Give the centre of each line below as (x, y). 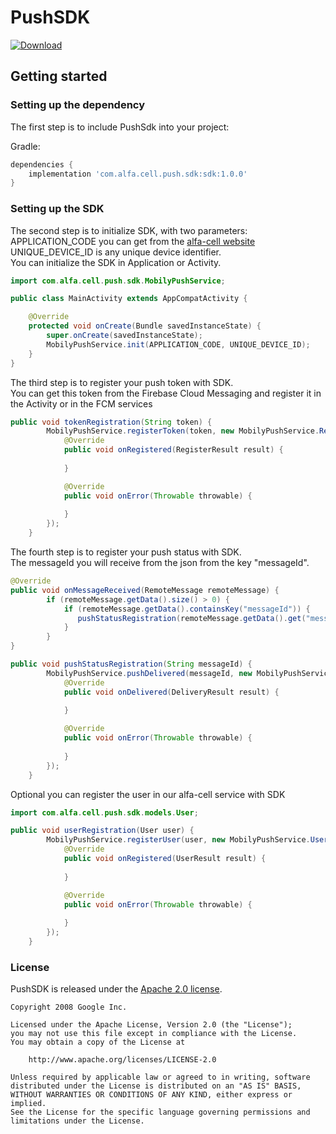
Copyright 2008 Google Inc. (69, 1007)
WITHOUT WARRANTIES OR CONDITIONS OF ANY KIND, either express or (151, 1095)
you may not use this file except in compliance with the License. (154, 1034)
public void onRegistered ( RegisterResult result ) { (173, 450)
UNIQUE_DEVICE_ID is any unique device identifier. (116, 252)
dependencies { (42, 164)
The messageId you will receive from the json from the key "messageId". (160, 563)
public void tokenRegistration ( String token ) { (111, 422)
